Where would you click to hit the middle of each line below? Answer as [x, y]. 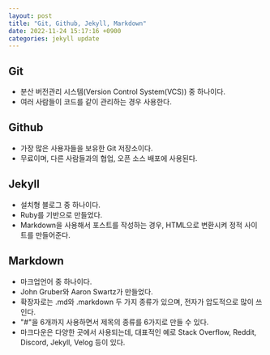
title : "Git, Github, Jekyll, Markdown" [78, 23]
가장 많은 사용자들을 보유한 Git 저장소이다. [86, 148]
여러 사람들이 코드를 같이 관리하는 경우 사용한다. [96, 102]
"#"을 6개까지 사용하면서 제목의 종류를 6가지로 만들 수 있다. [114, 322]
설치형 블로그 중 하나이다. [60, 205]
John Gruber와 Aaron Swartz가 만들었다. [87, 291]
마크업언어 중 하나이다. [56, 281]
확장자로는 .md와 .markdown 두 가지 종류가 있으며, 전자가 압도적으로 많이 [137, 302]
